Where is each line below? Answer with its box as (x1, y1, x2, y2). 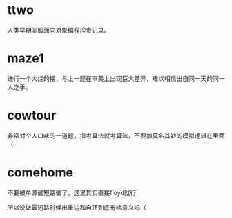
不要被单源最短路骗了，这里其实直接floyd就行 (7, 188, 137, 197)
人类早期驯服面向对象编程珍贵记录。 (7, 26, 110, 34)
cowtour (7, 108, 57, 123)
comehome (7, 165, 74, 180)
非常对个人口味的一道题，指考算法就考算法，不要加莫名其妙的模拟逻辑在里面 (7, 131, 225, 140)
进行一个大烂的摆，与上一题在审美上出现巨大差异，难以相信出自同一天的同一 (7, 74, 225, 82)
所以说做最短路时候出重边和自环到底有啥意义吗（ (7, 203, 146, 211)
